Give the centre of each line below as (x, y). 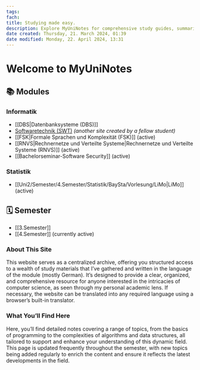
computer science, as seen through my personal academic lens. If (87, 288)
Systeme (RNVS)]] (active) (47, 150)
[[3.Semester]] (33, 228)
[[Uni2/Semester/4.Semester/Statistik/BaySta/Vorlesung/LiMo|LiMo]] (99, 185)
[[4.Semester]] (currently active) (54, 234)
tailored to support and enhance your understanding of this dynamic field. (97, 341)
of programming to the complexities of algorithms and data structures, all (96, 335)
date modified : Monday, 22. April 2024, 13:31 (65, 39)
